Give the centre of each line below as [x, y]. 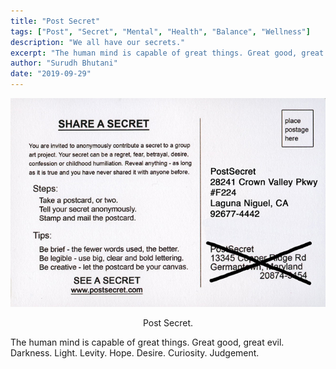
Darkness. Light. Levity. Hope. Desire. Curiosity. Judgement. [135, 352]
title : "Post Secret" [55, 21]
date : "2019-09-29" [51, 74]
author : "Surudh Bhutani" [64, 63]
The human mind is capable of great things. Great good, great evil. [147, 342]
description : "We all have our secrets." [98, 42]
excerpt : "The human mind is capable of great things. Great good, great [167, 53]
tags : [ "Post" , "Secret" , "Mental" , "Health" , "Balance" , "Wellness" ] [160, 31]
